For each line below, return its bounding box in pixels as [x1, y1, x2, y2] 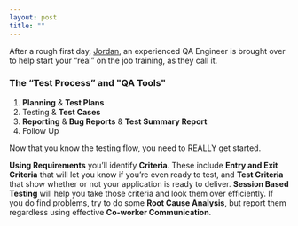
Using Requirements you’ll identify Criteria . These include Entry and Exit [9, 160, 278, 170]
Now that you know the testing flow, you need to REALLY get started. [9, 143, 262, 153]
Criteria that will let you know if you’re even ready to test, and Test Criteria [9, 169, 284, 180]
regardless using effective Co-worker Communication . [9, 207, 212, 217]
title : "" [9, 21, 46, 30]
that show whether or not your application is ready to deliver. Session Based [9, 178, 289, 189]
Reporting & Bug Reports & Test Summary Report [21, 116, 208, 127]
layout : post [9, 12, 58, 22]
